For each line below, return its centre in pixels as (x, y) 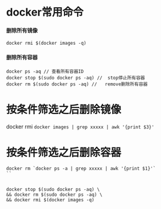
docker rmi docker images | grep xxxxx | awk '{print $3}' (80, 127)
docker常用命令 (45, 12)
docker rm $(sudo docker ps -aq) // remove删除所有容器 (77, 84)
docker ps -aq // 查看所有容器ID (45, 71)
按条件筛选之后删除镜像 (64, 110)
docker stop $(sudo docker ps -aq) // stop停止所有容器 (76, 78)
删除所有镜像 (22, 30)
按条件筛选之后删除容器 (64, 152)
